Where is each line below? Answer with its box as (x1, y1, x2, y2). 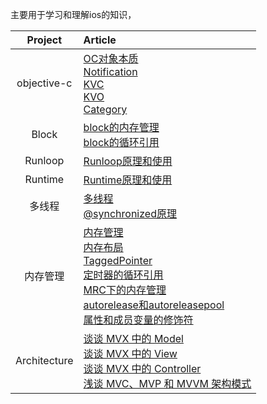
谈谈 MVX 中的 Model (83, 332, 184, 345)
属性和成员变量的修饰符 (83, 313, 194, 327)
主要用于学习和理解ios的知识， (10, 9, 137, 20)
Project (26, 33, 63, 47)
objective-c (16, 76, 73, 90)
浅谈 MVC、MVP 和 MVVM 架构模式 (83, 377, 252, 390)
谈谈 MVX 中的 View (83, 347, 178, 360)
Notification (83, 65, 138, 78)
